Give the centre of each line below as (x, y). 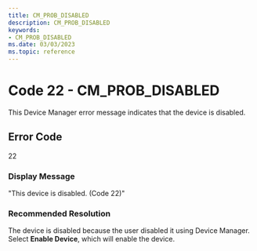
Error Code (35, 137)
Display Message (42, 176)
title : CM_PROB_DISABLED (49, 15)
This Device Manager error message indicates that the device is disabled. (127, 112)
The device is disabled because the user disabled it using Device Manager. (129, 231)
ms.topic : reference (42, 52)
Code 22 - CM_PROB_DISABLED (114, 91)
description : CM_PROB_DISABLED (59, 23)
